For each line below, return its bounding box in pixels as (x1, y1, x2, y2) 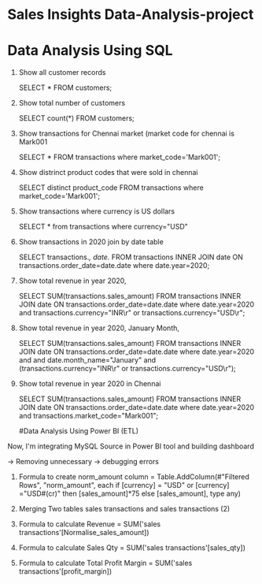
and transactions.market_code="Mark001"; (18, 411, 159, 421)
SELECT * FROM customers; (18, 83, 113, 92)
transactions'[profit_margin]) (18, 567, 112, 576)
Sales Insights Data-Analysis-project (7, 6, 254, 24)
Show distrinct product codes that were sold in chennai (18, 168, 198, 177)
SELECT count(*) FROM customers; (18, 113, 135, 123)
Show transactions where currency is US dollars (18, 206, 175, 216)
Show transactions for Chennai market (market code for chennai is (18, 128, 235, 139)
